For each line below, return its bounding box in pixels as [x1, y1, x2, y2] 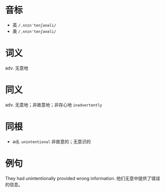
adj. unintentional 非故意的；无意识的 [12, 138, 91, 145]
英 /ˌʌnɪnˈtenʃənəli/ [12, 22, 56, 28]
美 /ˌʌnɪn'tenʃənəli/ [12, 28, 56, 34]
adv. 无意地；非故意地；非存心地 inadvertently [5, 102, 102, 108]
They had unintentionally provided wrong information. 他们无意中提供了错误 [5, 175, 161, 181]
